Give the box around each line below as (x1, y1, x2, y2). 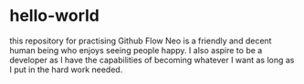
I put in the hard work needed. (9, 64, 123, 75)
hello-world (9, 5, 100, 26)
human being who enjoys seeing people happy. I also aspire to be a (9, 44, 263, 55)
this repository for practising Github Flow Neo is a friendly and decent (9, 35, 272, 46)
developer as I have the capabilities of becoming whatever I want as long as (9, 54, 295, 65)
